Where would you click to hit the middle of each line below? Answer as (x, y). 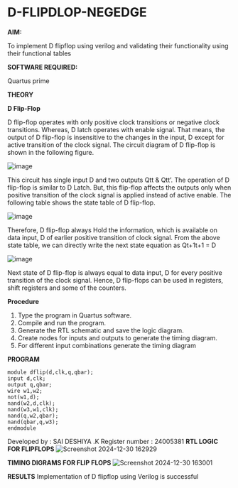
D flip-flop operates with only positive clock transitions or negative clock (114, 122)
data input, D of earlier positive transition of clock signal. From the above (114, 237)
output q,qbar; (30, 384)
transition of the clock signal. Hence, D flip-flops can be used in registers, (115, 280)
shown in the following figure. (51, 152)
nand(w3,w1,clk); (33, 409)
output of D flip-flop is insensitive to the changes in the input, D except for (116, 137)
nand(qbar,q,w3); (33, 422)
